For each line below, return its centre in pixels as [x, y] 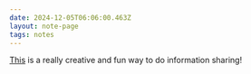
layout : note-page [44, 26]
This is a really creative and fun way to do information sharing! [126, 60]
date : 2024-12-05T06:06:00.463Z [70, 18]
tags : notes [32, 34]
